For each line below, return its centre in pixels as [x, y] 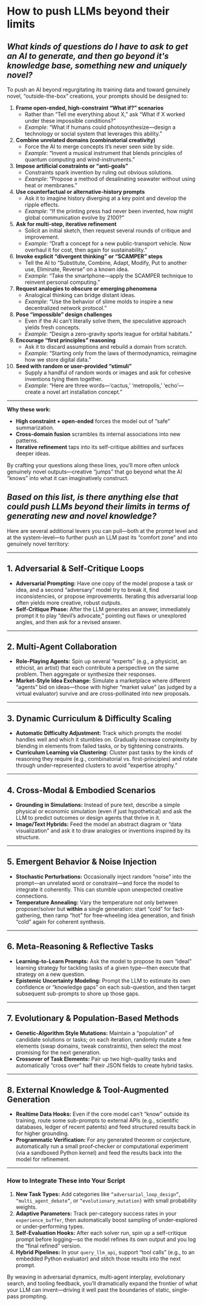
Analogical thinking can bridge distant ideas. [80, 295]
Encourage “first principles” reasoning [65, 340]
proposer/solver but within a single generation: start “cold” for [94, 909]
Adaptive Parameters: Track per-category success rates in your [96, 1213]
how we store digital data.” [58, 359]
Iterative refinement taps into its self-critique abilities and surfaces [100, 447]
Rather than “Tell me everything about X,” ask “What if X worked [105, 114]
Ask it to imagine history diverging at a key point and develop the [106, 198]
